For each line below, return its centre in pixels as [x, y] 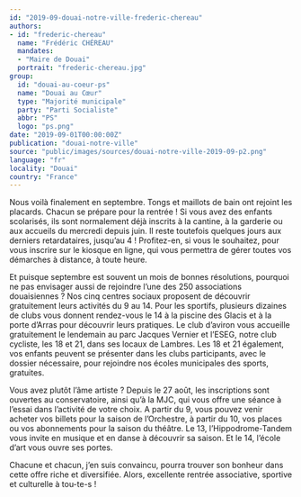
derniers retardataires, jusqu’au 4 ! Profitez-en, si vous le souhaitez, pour [145, 240]
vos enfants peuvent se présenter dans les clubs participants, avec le [138, 354]
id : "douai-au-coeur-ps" [64, 85]
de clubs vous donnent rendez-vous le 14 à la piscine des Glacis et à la [141, 315]
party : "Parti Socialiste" [68, 110]
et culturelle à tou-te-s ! [53, 484]
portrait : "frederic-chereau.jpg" [82, 68]
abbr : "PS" [38, 118]
